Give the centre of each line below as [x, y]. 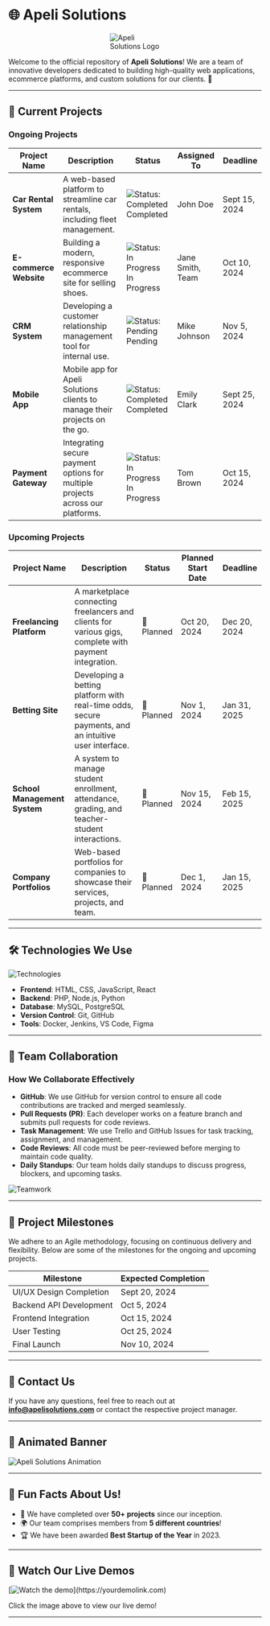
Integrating [84, 443]
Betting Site [35, 710]
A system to [97, 758]
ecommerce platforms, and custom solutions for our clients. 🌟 [110, 79]
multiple [78, 483]
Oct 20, [195, 621]
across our [83, 503]
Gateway [30, 483]
